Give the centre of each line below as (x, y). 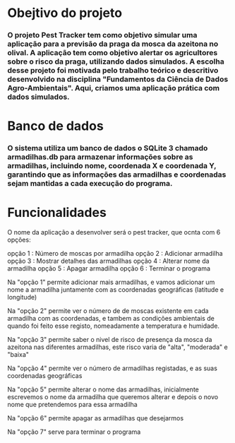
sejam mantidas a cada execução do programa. (90, 184)
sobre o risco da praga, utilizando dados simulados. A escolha (116, 61)
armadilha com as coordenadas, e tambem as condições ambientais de (111, 319)
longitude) (22, 297)
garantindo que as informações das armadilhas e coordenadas (117, 175)
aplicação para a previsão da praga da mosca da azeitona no (113, 44)
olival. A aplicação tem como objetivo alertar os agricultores (113, 53)
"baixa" (18, 355)
